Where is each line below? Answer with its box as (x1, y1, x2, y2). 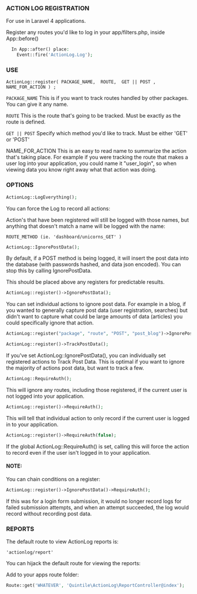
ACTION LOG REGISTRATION (6, 4, 90, 12)
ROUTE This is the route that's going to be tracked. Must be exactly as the (6, 112, 181, 119)
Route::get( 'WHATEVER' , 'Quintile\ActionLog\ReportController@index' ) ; (6, 583, 185, 589)
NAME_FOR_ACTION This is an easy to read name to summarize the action (6, 147, 186, 155)
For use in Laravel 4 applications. (6, 18, 86, 25)
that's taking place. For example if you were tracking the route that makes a (6, 154, 189, 161)
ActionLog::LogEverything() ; (6, 194, 77, 200)
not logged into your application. (6, 392, 85, 400)
